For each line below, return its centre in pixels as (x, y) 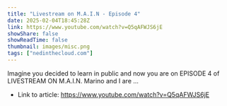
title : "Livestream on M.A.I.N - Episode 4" (74, 14)
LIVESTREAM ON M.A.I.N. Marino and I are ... (73, 81)
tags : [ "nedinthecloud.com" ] (50, 54)
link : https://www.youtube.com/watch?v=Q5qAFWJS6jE (85, 27)
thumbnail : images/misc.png (49, 47)
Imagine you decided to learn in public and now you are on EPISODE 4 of (113, 73)
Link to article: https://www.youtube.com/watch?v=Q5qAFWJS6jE (113, 94)
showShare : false (33, 34)
